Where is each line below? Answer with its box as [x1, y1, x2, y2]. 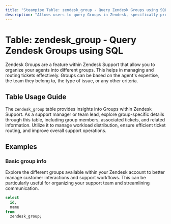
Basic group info [5, 157, 47, 165]
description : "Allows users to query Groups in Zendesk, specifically [5, 12, 158, 17]
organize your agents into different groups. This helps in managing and [5, 67, 154, 73]
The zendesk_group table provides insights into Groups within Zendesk [5, 106, 152, 112]
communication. [5, 185, 39, 191]
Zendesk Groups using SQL [5, 45, 124, 56]
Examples [5, 142, 37, 151]
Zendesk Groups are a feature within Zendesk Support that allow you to [5, 61, 155, 68]
